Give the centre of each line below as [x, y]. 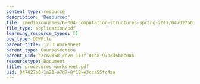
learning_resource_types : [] [42, 34]
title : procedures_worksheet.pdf [48, 67]
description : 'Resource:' [38, 17]
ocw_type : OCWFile [29, 39]
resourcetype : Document [36, 61]
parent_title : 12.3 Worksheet [44, 45]
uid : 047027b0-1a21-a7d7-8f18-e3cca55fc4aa [61, 72]
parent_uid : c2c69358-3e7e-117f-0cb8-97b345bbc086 [70, 56]
